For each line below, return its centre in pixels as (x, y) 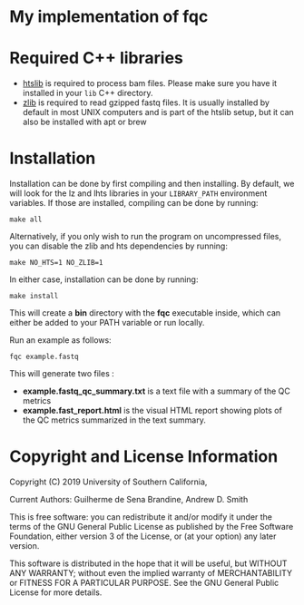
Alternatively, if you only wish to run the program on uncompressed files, (145, 237)
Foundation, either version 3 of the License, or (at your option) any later (143, 536)
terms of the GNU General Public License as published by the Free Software (152, 527)
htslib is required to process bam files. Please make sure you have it (150, 83)
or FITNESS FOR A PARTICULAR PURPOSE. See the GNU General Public (144, 583)
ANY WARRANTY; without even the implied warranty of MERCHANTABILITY (151, 573)
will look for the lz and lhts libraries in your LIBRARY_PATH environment (138, 193)
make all (26, 220)
